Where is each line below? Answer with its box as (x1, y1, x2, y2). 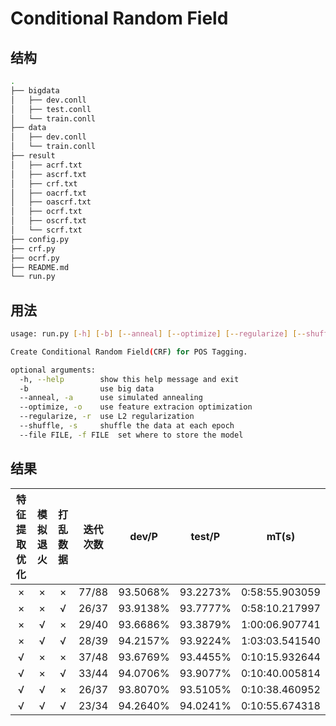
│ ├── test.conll (10, 104, 92, 114)
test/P (190, 529, 221, 543)
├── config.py (10, 234, 70, 244)
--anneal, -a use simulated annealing (19, 393, 203, 403)
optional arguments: (10, 365, 97, 375)
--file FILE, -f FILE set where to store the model (19, 430, 244, 440)
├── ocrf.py (10, 253, 60, 263)
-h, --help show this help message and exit (19, 374, 240, 384)
